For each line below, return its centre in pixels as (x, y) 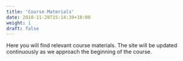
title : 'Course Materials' (40, 12)
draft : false (23, 28)
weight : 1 (19, 23)
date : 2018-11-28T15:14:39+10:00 (48, 17)
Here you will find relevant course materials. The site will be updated (92, 45)
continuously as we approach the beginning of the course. (79, 52)
